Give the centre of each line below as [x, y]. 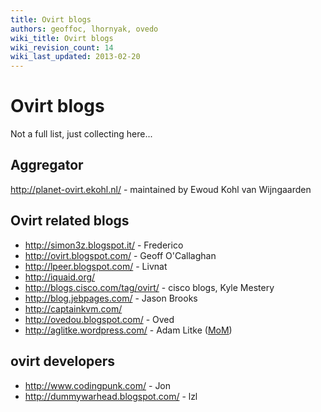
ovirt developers [63, 361]
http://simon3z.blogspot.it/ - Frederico [104, 245]
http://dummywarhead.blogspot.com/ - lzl [111, 396]
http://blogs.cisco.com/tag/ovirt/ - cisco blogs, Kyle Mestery [149, 287]
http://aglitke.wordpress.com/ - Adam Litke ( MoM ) [128, 330]
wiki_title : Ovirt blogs [62, 38]
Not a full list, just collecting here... [81, 134]
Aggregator [47, 165]
